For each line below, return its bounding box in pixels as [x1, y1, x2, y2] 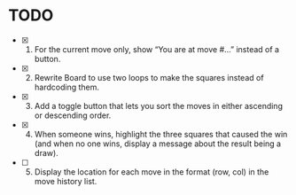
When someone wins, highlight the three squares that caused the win [34, 129, 288, 139]
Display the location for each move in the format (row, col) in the [34, 166, 269, 177]
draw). [34, 147, 58, 158]
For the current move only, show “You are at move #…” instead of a [34, 43, 280, 54]
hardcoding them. [34, 82, 99, 92]
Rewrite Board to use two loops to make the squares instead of [34, 72, 264, 82]
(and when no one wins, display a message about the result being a [34, 138, 281, 149]
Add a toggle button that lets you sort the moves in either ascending [34, 100, 283, 111]
